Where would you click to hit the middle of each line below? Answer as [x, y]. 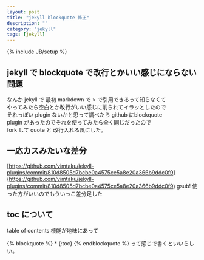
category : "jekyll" [32, 29]
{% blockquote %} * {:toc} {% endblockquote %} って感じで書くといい [95, 243]
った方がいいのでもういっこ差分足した [55, 193]
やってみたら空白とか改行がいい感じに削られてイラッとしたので [87, 107]
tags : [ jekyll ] [26, 35]
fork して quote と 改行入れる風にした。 [57, 130]
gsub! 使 [187, 186]
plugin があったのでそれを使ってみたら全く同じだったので [79, 122]
